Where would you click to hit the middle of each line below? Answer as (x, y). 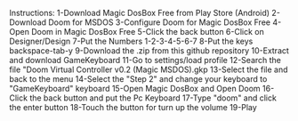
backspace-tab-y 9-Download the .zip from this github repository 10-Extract (149, 51)
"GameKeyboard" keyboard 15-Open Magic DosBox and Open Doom (135, 89)
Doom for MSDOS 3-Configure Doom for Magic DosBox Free (160, 22)
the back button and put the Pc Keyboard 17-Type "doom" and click (153, 98)
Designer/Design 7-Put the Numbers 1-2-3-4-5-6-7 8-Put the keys (131, 41)
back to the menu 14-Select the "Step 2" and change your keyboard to (138, 79)
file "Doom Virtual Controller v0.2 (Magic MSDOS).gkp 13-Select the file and (149, 69)
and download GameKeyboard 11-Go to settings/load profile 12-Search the (145, 60)
